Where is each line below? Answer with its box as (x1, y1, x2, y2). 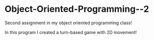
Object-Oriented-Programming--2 (4, 3, 150, 15)
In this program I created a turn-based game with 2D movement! (4, 29, 137, 35)
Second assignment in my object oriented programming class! (4, 20, 133, 26)
